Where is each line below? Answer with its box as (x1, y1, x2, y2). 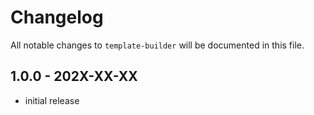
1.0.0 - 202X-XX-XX (10, 68, 138, 85)
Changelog (10, 6, 104, 29)
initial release (24, 94, 80, 106)
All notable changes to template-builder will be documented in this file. (10, 39, 305, 51)
